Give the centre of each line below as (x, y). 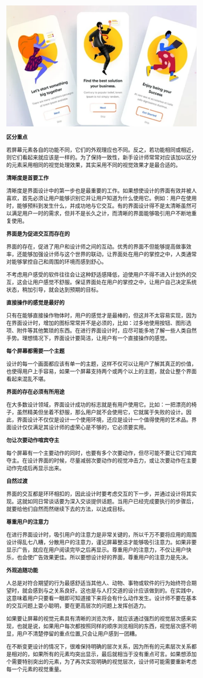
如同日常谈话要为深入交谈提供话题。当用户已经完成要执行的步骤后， (112, 501)
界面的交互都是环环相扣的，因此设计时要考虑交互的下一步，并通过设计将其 (99, 494)
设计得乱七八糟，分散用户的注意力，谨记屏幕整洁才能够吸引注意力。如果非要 (101, 542)
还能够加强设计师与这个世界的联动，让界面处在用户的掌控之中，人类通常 (107, 254)
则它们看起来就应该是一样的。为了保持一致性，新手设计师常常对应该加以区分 (101, 157)
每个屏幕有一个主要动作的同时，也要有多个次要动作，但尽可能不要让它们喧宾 (101, 452)
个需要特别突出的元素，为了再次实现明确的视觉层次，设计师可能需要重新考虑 (101, 661)
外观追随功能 (22, 570)
